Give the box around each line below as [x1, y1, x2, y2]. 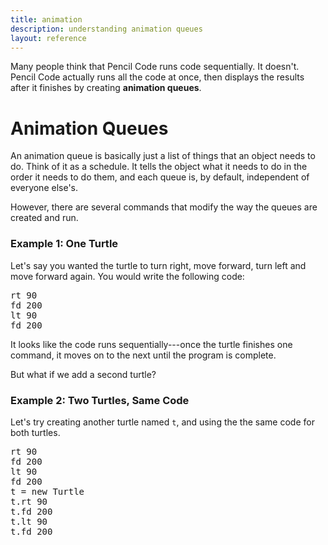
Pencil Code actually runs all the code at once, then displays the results [10, 71, 305, 83]
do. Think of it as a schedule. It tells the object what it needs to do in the [10, 161, 308, 173]
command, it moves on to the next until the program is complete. [10, 349, 277, 361]
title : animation [10, 14, 83, 25]
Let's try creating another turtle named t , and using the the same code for [10, 416, 315, 428]
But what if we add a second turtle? [10, 368, 157, 380]
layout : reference [10, 33, 87, 43]
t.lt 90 [10, 516, 48, 527]
